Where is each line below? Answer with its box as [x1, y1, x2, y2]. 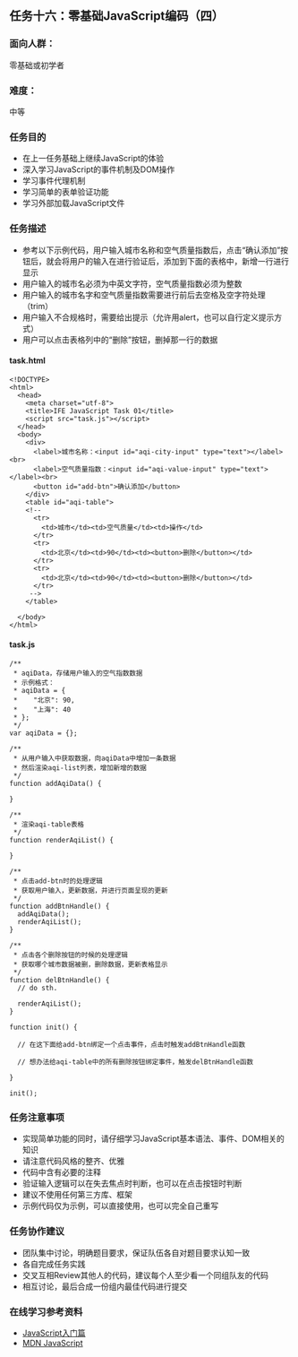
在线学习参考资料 [9, 1305, 83, 1318]
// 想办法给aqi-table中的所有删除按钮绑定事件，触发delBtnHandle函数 [17, 1057, 253, 1067]
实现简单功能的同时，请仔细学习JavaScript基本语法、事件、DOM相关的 [21, 1133, 285, 1145]
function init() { [9, 1023, 78, 1032]
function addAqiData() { [9, 779, 102, 788]
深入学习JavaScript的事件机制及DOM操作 [21, 164, 175, 175]
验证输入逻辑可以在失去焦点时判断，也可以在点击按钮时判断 [21, 1178, 243, 1189]
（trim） [21, 300, 54, 311]
